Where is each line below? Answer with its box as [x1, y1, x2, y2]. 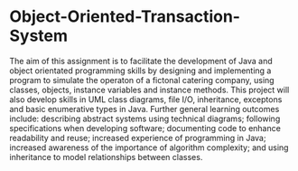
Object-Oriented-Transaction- [9, 6, 241, 27]
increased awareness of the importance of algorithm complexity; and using [9, 142, 289, 153]
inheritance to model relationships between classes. [9, 151, 203, 162]
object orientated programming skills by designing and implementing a [9, 65, 272, 76]
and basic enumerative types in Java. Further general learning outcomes [9, 103, 280, 114]
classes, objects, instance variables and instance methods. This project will [9, 84, 290, 95]
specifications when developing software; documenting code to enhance [9, 122, 282, 133]
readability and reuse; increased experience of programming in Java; [9, 132, 266, 143]
